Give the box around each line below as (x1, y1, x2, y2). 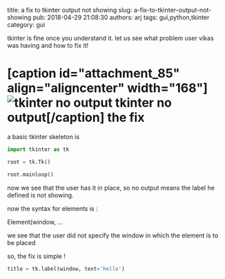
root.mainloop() (7, 171, 54, 178)
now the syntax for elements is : (7, 204, 98, 213)
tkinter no (115, 95, 173, 111)
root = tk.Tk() (7, 159, 51, 165)
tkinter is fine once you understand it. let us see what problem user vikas (7, 34, 214, 42)
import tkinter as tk (7, 145, 70, 153)
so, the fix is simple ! (7, 252, 66, 260)
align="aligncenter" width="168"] (7, 80, 208, 96)
